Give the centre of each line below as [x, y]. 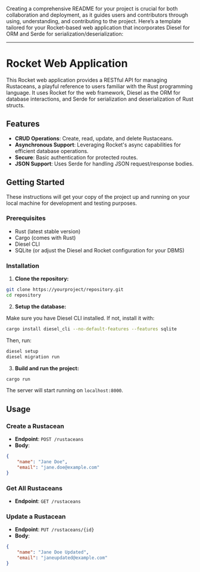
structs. [15, 105]
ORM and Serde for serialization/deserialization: [65, 34]
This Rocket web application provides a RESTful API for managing [87, 80]
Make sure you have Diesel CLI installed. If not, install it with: [80, 318]
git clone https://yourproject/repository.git [65, 290]
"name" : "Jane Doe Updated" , [53, 552]
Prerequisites [26, 218]
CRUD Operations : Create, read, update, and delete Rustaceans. [94, 138]
